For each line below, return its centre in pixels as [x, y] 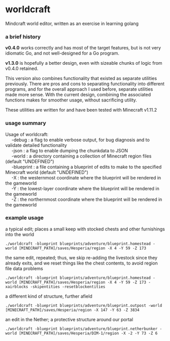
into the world [20, 234]
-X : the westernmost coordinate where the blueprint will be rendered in [86, 177]
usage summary [26, 123]
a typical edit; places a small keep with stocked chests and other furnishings [85, 229]
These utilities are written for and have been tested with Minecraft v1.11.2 [81, 110]
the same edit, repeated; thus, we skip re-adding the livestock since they [81, 257]
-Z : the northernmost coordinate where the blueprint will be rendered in [87, 199]
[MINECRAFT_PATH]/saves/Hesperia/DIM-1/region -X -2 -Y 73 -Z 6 [88, 333]
